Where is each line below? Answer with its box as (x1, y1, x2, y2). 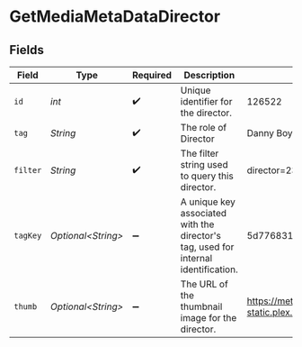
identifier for (180, 96, 233, 107)
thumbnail (180, 300, 223, 313)
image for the (180, 312, 237, 324)
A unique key (180, 196, 236, 208)
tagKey (13, 231, 42, 241)
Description (183, 69, 235, 81)
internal (180, 252, 213, 264)
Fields (9, 42, 45, 58)
